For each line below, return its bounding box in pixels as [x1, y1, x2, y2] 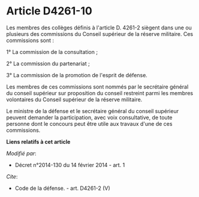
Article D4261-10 [6, 4, 93, 18]
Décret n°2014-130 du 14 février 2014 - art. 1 [14, 161, 125, 168]
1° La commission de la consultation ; [6, 48, 98, 55]
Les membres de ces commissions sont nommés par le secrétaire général [6, 83, 189, 90]
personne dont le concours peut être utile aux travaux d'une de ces [6, 120, 173, 127]
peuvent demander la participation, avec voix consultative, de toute [6, 114, 173, 121]
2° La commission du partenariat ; [6, 60, 90, 67]
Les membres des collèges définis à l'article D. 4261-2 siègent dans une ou [6, 24, 192, 31]
